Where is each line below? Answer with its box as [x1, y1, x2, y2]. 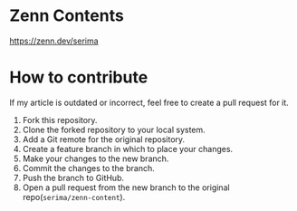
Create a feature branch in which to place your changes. [22, 143, 234, 154]
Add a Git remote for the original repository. [22, 133, 186, 145]
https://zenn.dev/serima [9, 35, 99, 46]
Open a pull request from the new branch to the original [22, 182, 230, 193]
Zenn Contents [9, 5, 124, 26]
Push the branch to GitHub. [22, 172, 125, 183]
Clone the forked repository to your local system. [22, 124, 206, 135]
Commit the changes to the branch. [22, 162, 156, 173]
